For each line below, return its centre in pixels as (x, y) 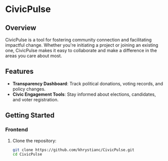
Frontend (17, 130)
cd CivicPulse (27, 154)
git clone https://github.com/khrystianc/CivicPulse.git (73, 150)
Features (19, 71)
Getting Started (30, 116)
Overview (21, 28)
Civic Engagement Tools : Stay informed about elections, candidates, (84, 94)
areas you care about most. (34, 56)
